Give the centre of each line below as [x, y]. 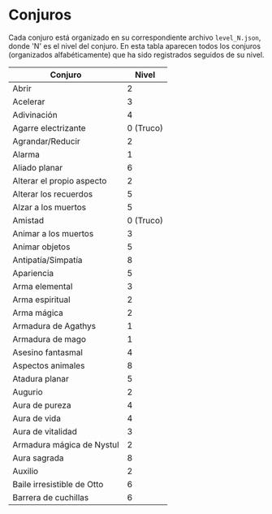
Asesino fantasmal [48, 352]
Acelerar [29, 102]
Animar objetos [41, 247]
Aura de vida [37, 418]
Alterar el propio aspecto [60, 180]
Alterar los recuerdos [53, 194]
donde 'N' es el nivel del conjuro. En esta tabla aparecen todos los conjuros [135, 45]
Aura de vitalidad [45, 431]
